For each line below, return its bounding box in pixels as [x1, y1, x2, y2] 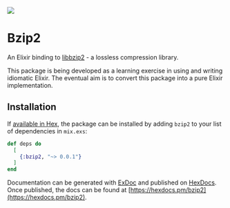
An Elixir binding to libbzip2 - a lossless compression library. [7, 53, 179, 62]
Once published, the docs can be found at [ [7, 186, 131, 194]
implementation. [7, 81, 53, 89]
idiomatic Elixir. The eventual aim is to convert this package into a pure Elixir [7, 73, 223, 82]
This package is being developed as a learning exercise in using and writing [7, 66, 223, 75]
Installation [7, 101, 57, 113]
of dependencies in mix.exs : [7, 126, 88, 135]
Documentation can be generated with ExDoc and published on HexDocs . [7, 178, 217, 187]
